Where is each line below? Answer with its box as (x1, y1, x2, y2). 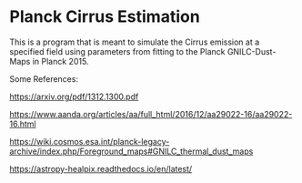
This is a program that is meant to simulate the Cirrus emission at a (9, 36, 260, 47)
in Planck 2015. (32, 56, 89, 66)
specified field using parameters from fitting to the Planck (9, 46, 226, 56)
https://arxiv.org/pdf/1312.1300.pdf (9, 91, 139, 102)
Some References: (9, 73, 79, 84)
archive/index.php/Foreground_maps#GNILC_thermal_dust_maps (9, 146, 254, 157)
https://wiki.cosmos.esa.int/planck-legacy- (9, 136, 170, 147)
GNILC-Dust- (226, 46, 277, 56)
